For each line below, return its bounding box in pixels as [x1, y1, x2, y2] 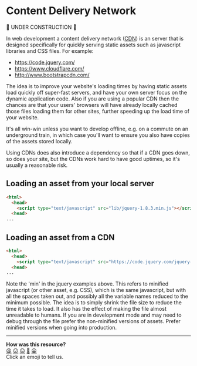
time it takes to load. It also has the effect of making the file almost [6, 305, 167, 313]
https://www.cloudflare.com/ [14, 65, 84, 72]
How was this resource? [6, 341, 66, 348]
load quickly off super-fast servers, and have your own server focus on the [6, 89, 188, 96]
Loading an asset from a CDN [6, 232, 115, 242]
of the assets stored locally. [6, 137, 73, 145]
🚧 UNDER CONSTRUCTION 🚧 [6, 23, 77, 31]
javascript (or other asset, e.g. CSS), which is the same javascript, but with [6, 287, 186, 294]
